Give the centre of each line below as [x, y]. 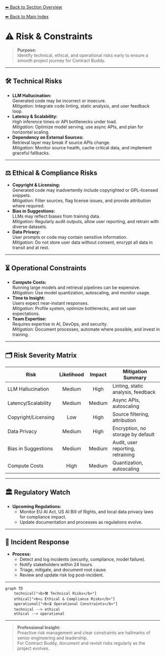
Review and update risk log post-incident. [62, 575]
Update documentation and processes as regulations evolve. [81, 522]
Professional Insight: [39, 627]
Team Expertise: [29, 319]
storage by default [133, 434]
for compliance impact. [43, 517]
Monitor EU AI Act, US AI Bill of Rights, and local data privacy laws [86, 512]
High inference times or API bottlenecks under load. [65, 121]
